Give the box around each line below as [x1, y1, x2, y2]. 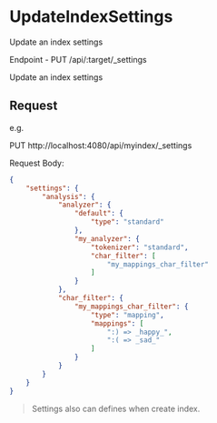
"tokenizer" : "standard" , [90, 243, 189, 252]
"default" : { [74, 209, 124, 218]
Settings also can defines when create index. [31, 403, 201, 414]
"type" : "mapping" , [90, 310, 165, 319]
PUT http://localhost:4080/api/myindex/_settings [9, 139, 192, 151]
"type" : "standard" [90, 217, 165, 227]
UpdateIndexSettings [9, 6, 173, 27]
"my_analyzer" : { [74, 234, 141, 243]
